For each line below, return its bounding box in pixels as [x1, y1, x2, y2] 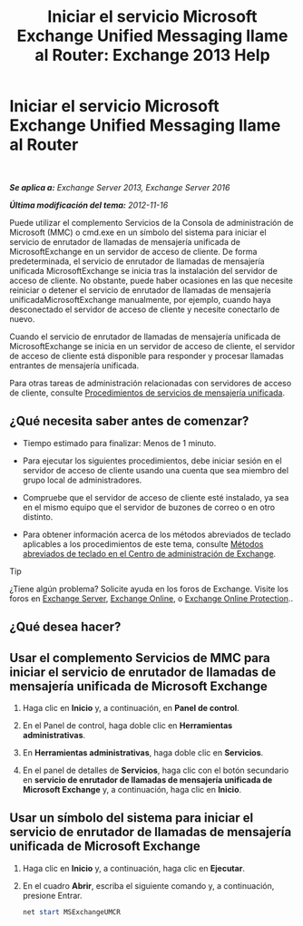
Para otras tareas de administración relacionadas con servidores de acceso [9, 377, 292, 388]
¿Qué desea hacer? [9, 619, 122, 635]
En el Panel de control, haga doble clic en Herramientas [22, 719, 233, 731]
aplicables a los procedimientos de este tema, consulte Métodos [22, 538, 264, 550]
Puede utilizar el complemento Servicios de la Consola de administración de [9, 217, 294, 228]
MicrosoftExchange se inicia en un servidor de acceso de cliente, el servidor [9, 340, 296, 351]
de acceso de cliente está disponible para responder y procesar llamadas [9, 350, 284, 361]
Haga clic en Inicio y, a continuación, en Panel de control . [22, 702, 240, 713]
